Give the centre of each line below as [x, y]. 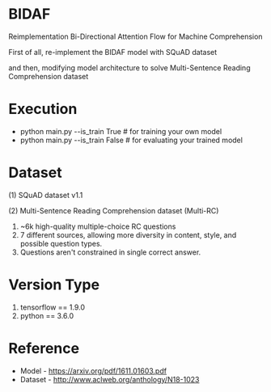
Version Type [54, 285]
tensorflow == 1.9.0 [52, 307]
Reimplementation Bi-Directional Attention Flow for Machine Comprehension [135, 36]
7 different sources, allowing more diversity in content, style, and [128, 234]
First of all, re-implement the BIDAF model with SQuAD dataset [113, 52]
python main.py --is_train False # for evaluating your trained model [131, 140]
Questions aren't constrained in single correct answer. [110, 252]
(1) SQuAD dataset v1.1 [46, 195]
